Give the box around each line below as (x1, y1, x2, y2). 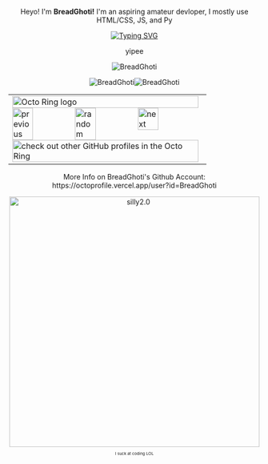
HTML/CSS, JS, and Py (96, 15, 173, 25)
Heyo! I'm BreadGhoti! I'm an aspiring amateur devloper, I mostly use (20, 7, 249, 16)
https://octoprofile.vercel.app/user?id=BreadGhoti (51, 180, 218, 190)
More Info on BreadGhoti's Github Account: (62, 172, 206, 181)
